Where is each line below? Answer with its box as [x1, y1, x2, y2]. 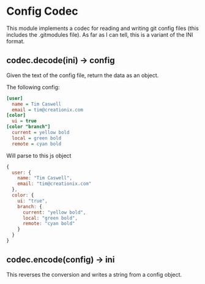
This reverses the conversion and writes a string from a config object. [6, 271, 182, 278]
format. [6, 37, 25, 45]
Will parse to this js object [6, 152, 72, 159]
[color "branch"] [6, 124, 51, 130]
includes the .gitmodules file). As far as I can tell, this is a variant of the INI [6, 31, 193, 38]
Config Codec [6, 4, 78, 18]
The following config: [6, 83, 60, 91]
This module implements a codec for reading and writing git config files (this [6, 24, 199, 32]
